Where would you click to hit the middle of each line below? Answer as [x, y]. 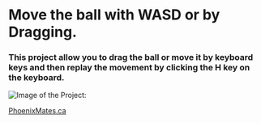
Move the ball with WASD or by [114, 15]
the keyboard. [36, 78]
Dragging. [43, 32]
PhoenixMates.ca [37, 111]
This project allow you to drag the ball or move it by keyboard [131, 57]
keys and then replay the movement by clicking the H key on [129, 68]
